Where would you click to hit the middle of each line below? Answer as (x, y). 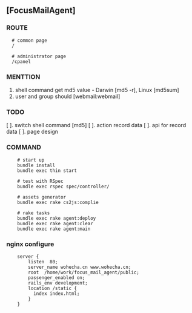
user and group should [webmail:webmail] (68, 96)
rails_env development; (58, 283)
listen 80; (43, 262)
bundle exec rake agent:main (54, 229)
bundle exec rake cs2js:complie (58, 202)
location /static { (53, 288)
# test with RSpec (40, 181)
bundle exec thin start (47, 170)
